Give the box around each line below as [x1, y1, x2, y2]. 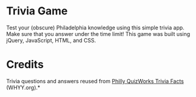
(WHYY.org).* [6, 84, 41, 91]
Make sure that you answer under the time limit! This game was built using [6, 30, 191, 37]
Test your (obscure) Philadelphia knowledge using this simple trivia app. [6, 24, 185, 31]
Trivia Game [6, 4, 68, 18]
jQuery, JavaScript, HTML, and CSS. [6, 37, 96, 44]
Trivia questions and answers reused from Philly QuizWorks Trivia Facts [6, 77, 185, 84]
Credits [6, 58, 44, 71]
